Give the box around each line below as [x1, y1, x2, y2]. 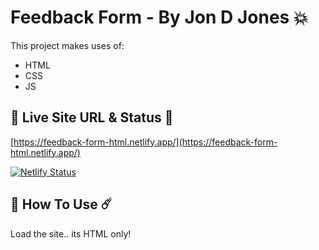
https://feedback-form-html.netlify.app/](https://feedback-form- [13, 136, 278, 148]
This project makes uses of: [10, 39, 125, 51]
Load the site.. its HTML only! [10, 227, 132, 240]
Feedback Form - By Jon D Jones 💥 [10, 6, 309, 29]
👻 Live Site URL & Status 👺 [10, 109, 174, 126]
